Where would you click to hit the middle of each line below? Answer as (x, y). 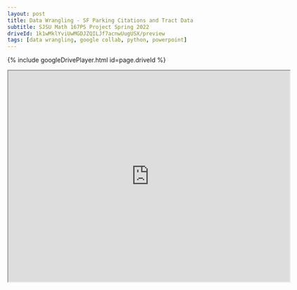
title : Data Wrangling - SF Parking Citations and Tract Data (100, 20)
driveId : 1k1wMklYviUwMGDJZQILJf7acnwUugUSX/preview (86, 33)
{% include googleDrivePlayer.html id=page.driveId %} (87, 60)
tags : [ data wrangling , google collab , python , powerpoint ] (97, 40)
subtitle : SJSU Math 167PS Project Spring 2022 (78, 27)
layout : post (26, 14)
